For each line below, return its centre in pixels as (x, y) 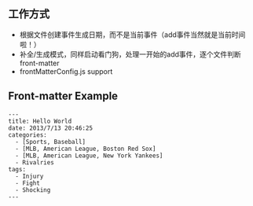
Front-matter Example (63, 96)
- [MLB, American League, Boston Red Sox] (86, 149)
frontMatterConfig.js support (66, 71)
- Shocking (33, 190)
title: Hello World (40, 121)
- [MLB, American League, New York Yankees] (89, 156)
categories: (27, 135)
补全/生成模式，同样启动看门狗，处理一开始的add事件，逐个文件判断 (130, 54)
